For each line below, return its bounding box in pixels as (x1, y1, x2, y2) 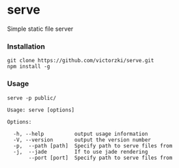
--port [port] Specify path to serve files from (28, 154, 173, 161)
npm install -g (7, 64, 51, 70)
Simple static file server (7, 25, 74, 33)
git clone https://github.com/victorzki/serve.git (7, 57, 154, 64)
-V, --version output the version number (13, 136, 152, 143)
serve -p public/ (7, 94, 57, 101)
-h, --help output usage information (13, 130, 148, 137)
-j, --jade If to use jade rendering (13, 148, 148, 155)
